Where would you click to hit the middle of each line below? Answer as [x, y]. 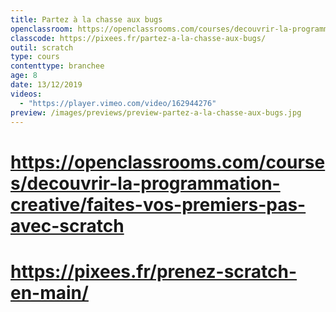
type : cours [35, 57]
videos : [26, 94]
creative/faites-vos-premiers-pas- [158, 204]
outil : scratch [42, 47]
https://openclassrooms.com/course [168, 162]
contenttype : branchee [57, 66]
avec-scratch [67, 225]
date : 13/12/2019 [46, 85]
